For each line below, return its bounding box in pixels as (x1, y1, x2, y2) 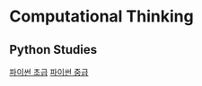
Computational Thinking (9, 6, 195, 27)
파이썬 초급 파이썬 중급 (9, 67, 89, 77)
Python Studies (9, 42, 98, 57)
